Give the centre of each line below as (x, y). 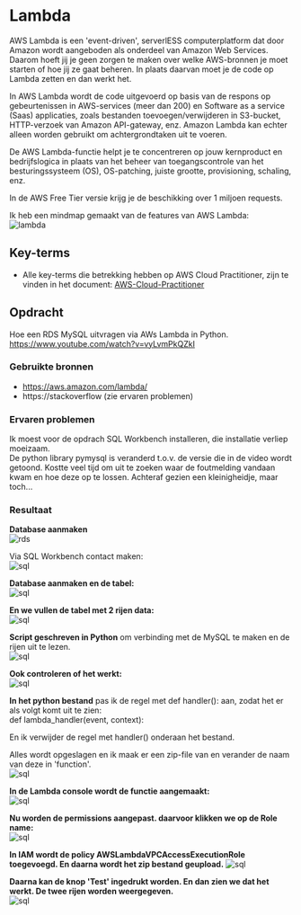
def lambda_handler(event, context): (77, 720)
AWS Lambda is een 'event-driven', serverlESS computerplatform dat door (147, 40)
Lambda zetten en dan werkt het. (71, 78)
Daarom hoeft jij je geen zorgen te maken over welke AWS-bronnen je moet (149, 59)
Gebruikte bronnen (52, 367)
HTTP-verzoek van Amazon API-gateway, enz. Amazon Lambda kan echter (148, 124)
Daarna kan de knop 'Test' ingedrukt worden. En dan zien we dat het (139, 882)
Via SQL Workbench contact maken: (76, 556)
